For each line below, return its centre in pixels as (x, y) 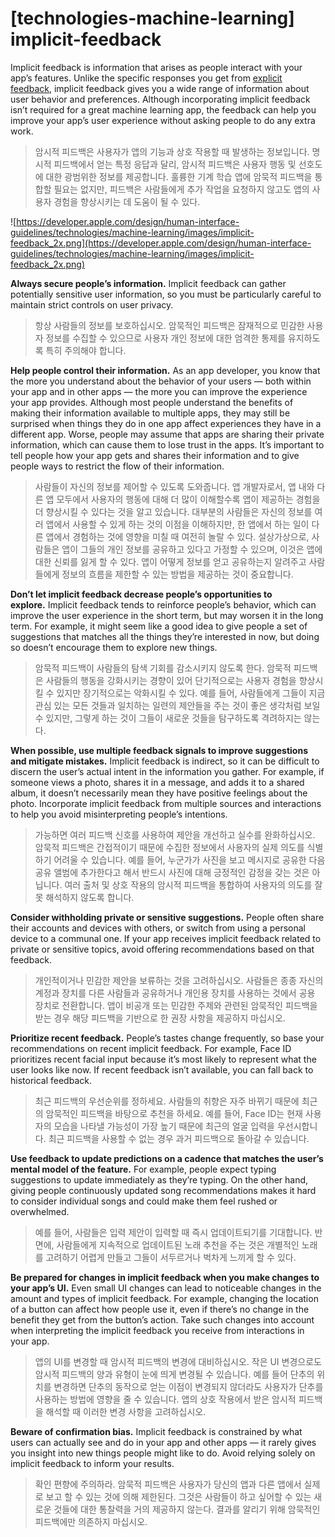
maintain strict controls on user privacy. (92, 304)
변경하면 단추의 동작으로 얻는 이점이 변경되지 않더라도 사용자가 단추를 (188, 1386)
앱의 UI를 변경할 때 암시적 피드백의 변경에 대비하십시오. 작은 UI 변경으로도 (178, 1361)
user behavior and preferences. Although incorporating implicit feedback (160, 99)
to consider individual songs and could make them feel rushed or (144, 1201)
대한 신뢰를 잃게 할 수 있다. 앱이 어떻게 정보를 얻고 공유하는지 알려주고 (170, 561)
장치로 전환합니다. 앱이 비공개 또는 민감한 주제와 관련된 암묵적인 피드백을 (176, 1005)
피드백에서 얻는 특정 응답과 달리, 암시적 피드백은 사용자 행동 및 (175, 164)
